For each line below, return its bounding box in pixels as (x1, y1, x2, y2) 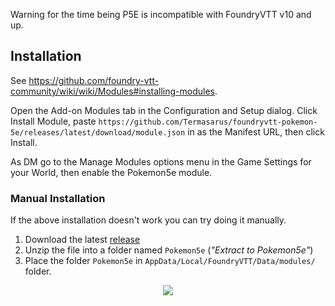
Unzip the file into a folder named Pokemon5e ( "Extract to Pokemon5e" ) (24, 244, 314, 256)
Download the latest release (24, 234, 141, 246)
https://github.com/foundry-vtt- (28, 74, 160, 86)
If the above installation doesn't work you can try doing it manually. (10, 214, 287, 226)
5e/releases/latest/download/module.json (10, 127, 186, 138)
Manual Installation (10, 191, 106, 205)
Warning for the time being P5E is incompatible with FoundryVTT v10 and (10, 9, 312, 20)
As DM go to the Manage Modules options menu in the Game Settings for (10, 155, 312, 168)
